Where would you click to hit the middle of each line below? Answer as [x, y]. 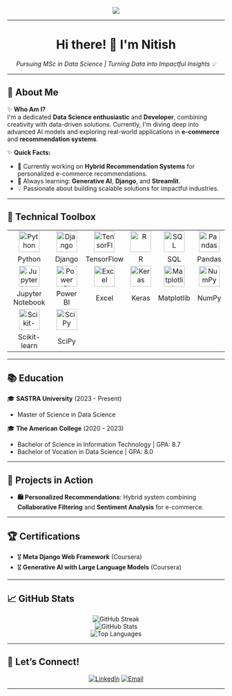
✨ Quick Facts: [29, 152]
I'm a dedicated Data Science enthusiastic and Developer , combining [107, 117]
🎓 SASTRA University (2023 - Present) [65, 399]
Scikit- [29, 337]
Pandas [209, 259]
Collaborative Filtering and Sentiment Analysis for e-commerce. [110, 507]
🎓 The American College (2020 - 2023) [66, 428]
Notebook [29, 302]
